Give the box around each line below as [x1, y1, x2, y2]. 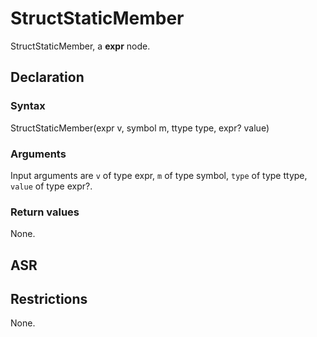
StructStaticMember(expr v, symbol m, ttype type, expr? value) [10, 122, 270, 134]
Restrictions [10, 291, 88, 307]
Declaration [10, 69, 85, 86]
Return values [10, 205, 80, 219]
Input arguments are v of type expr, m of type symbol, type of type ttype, [10, 169, 308, 181]
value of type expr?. [10, 180, 93, 192]
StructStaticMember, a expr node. [10, 40, 151, 52]
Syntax [10, 99, 46, 113]
